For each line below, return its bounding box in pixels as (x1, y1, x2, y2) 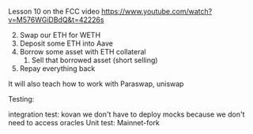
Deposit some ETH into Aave (19, 39, 113, 48)
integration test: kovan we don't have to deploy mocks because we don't (8, 110, 245, 119)
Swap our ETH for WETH (19, 31, 101, 39)
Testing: (8, 95, 35, 103)
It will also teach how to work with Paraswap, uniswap (8, 79, 184, 88)
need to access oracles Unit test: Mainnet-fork (8, 118, 160, 127)
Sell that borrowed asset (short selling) (31, 55, 158, 65)
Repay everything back (19, 64, 96, 73)
